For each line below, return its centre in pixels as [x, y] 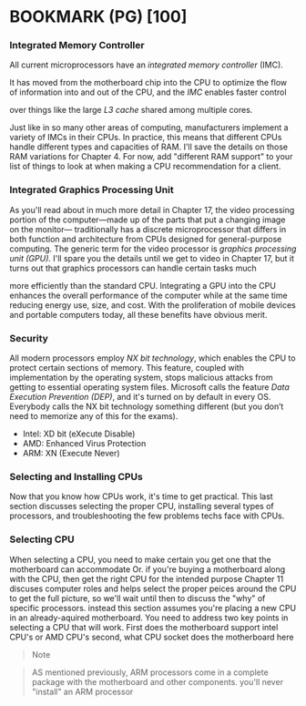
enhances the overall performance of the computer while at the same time [149, 295]
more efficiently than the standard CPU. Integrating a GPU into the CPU [143, 285]
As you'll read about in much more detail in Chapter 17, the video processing [152, 210]
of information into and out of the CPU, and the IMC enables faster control [148, 92]
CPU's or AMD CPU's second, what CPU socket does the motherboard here [152, 637]
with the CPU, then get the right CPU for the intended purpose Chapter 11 [147, 578]
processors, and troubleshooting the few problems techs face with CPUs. [147, 516]
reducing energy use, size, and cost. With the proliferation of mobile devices [153, 305]
